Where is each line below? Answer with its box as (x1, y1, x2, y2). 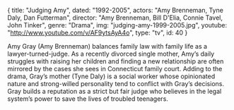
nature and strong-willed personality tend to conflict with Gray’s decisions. (7, 80, 225, 87)
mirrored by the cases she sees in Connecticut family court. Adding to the (7, 65, 223, 73)
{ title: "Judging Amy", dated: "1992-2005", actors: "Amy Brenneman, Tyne (7, 6, 224, 14)
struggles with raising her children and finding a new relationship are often (7, 57, 224, 66)
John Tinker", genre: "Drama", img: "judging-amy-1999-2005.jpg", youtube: (7, 21, 228, 29)
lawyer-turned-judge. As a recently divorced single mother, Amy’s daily (7, 49, 215, 58)
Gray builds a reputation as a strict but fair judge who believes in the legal (7, 87, 222, 95)
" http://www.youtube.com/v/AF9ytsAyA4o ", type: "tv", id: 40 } (7, 28, 188, 37)
